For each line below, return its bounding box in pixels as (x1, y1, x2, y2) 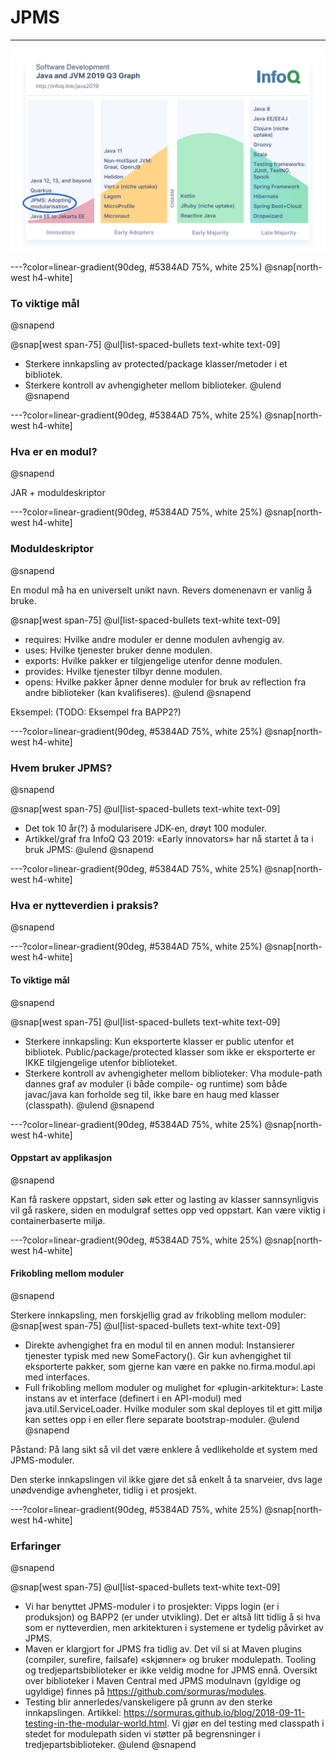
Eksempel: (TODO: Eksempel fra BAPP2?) (10, 706, 182, 718)
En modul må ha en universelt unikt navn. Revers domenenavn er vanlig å (10, 584, 313, 596)
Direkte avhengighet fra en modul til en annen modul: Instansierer (24, 1339, 295, 1351)
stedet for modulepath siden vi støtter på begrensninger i (24, 1728, 261, 1740)
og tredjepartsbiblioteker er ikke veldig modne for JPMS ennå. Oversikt (24, 1664, 318, 1676)
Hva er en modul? (10, 445, 98, 459)
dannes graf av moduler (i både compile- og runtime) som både (24, 1077, 288, 1090)
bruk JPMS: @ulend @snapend (24, 844, 154, 855)
